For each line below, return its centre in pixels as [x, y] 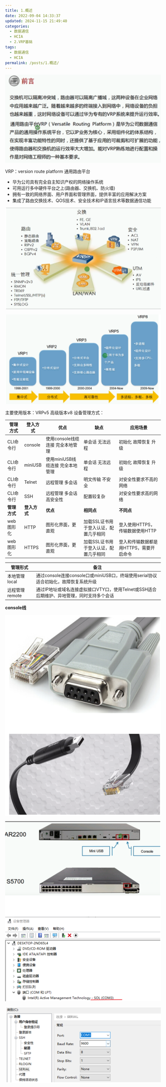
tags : [11, 47]
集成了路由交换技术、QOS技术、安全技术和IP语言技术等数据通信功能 [82, 200]
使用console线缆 [62, 439]
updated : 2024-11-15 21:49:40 [36, 21]
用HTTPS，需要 [135, 548]
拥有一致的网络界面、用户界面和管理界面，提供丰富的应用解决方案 [79, 194]
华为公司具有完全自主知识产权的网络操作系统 [58, 182]
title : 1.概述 [19, 10]
